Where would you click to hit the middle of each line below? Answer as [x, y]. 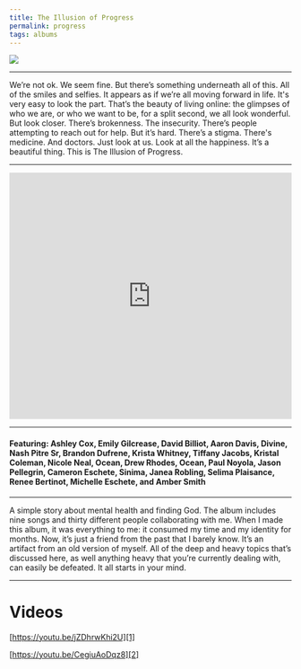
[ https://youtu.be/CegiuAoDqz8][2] [74, 654]
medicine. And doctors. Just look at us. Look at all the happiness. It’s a [139, 142]
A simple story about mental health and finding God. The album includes [143, 510]
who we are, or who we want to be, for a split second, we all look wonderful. [150, 114]
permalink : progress [48, 26]
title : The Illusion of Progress [72, 18]
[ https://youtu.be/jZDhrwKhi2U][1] [73, 637]
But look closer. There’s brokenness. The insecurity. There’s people [133, 123]
